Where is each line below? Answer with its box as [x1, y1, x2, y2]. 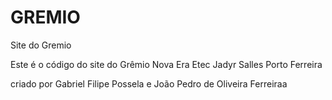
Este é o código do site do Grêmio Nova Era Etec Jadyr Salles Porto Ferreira [10, 58, 323, 70]
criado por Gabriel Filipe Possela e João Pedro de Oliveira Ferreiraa [10, 77, 288, 90]
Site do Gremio [10, 39, 72, 51]
